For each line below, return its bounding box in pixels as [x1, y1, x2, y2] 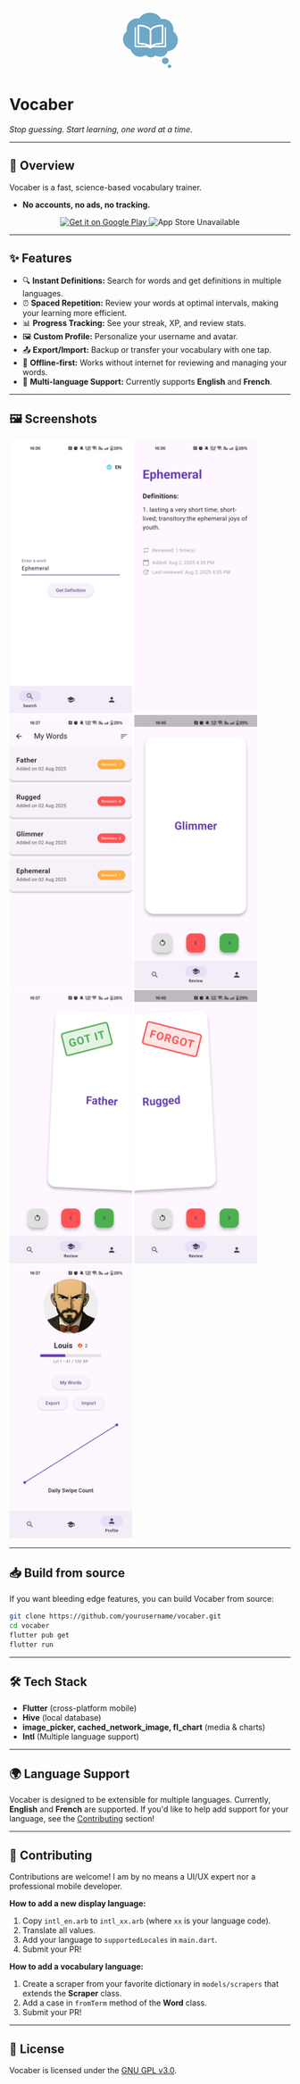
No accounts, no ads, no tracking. [21, 199, 151, 210]
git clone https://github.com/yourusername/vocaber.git [9, 1612, 221, 1621]
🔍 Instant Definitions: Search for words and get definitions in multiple [21, 275, 282, 286]
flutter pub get [9, 1631, 70, 1640]
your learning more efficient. [21, 307, 128, 318]
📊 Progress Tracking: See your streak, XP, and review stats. [21, 317, 247, 328]
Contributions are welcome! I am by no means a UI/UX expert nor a [9, 1871, 256, 1882]
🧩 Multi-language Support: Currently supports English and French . [21, 376, 272, 387]
